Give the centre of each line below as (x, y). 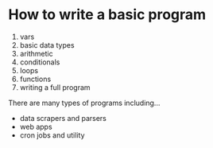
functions (35, 79)
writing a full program (55, 87)
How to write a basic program (107, 15)
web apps (36, 127)
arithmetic (36, 53)
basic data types (47, 45)
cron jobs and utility (52, 135)
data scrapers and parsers (63, 118)
